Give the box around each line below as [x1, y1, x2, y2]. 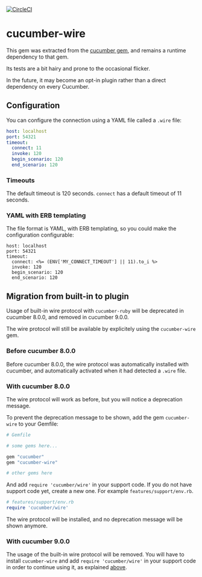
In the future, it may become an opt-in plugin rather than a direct [6, 76, 166, 84]
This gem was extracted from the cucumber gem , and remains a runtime [6, 46, 186, 54]
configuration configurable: [6, 231, 74, 238]
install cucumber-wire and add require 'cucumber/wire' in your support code [6, 557, 196, 564]
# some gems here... [6, 442, 58, 449]
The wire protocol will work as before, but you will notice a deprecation [6, 395, 183, 403]
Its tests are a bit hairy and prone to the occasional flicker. [6, 65, 151, 72]
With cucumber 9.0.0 [6, 537, 71, 546]
